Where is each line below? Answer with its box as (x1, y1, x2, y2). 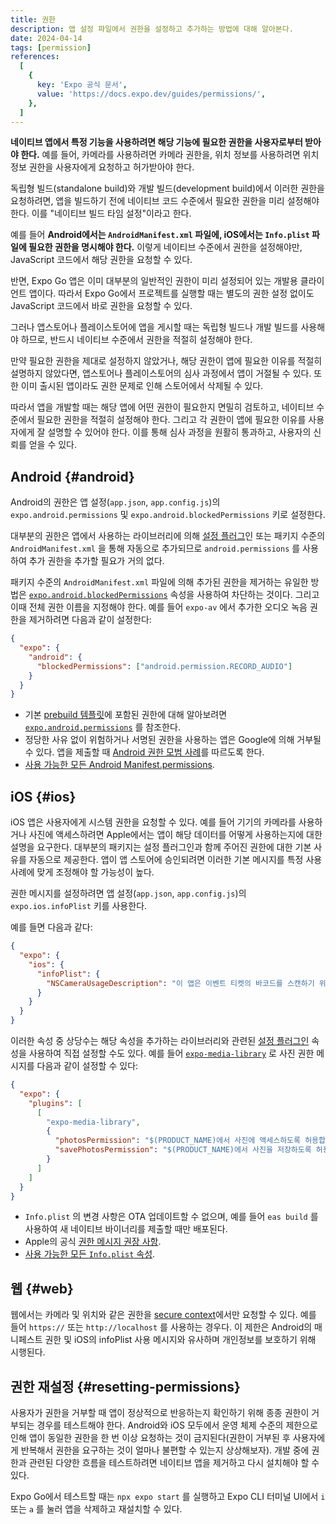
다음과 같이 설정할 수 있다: (36, 1060, 139, 1071)
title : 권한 (10, 14, 57, 25)
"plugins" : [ (28, 1098, 83, 1108)
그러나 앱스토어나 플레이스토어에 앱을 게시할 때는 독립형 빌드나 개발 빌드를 (10, 321, 299, 333)
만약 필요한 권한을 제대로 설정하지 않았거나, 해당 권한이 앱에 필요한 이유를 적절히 (10, 355, 323, 367)
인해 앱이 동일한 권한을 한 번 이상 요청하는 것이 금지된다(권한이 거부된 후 (10, 1432, 291, 1443)
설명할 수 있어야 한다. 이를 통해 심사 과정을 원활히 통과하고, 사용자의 (47, 426, 312, 438)
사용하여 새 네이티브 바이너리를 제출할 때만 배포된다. (24, 1223, 228, 1235)
